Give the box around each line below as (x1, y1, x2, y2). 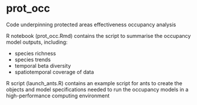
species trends (14, 56, 51, 63)
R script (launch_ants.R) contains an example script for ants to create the (6, 79, 182, 86)
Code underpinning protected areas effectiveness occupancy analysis (6, 21, 176, 28)
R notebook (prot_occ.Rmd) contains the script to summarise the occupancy (6, 32, 191, 39)
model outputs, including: (6, 38, 68, 45)
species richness (14, 50, 56, 57)
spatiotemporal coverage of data (14, 68, 94, 75)
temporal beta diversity (14, 62, 71, 69)
